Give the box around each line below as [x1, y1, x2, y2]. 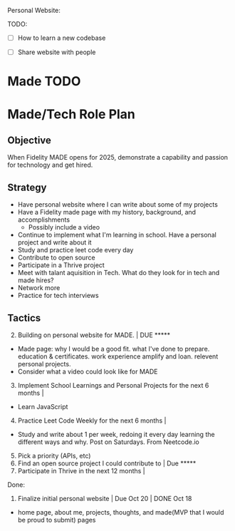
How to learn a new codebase [17, 33, 106, 42]
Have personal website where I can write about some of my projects [17, 200, 219, 209]
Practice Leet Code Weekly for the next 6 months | [17, 416, 167, 425]
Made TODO [7, 73, 81, 90]
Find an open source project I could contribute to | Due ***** [17, 459, 197, 468]
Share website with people [17, 48, 96, 56]
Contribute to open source [17, 253, 95, 262]
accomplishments [17, 215, 70, 224]
